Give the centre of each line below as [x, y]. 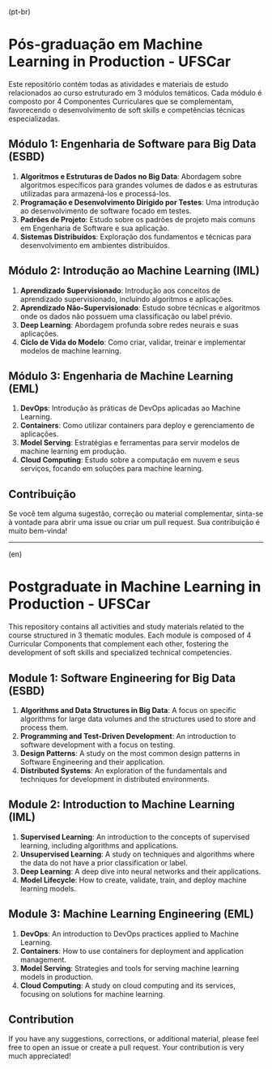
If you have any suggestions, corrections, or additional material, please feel [134, 1039]
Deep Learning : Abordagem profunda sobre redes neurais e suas [129, 324]
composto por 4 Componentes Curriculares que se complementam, [121, 101]
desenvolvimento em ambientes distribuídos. [95, 245]
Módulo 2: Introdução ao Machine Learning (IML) [134, 271]
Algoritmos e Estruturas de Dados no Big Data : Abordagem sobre [131, 176]
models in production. [57, 977]
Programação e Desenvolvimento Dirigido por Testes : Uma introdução [140, 202]
